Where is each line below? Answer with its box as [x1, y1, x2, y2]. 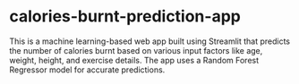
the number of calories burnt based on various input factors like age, [9, 45, 263, 55]
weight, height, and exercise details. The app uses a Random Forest [9, 55, 260, 65]
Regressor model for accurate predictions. [9, 64, 166, 75]
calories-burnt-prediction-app [9, 6, 242, 27]
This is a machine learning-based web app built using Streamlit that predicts [9, 36, 291, 46]
